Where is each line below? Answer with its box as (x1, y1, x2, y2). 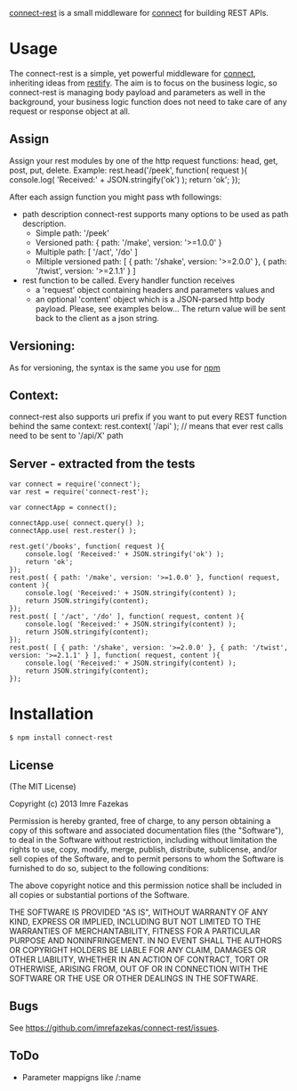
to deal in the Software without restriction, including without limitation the (9, 834, 277, 845)
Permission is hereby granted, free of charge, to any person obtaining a (9, 815, 271, 826)
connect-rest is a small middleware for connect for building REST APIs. (9, 8, 269, 18)
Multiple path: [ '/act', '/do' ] (35, 246, 138, 257)
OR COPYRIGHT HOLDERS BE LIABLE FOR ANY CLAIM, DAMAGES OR (9, 944, 267, 955)
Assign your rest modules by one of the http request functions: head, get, (9, 155, 278, 166)
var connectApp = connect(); (9, 503, 117, 513)
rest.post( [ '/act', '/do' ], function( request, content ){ (9, 612, 245, 621)
